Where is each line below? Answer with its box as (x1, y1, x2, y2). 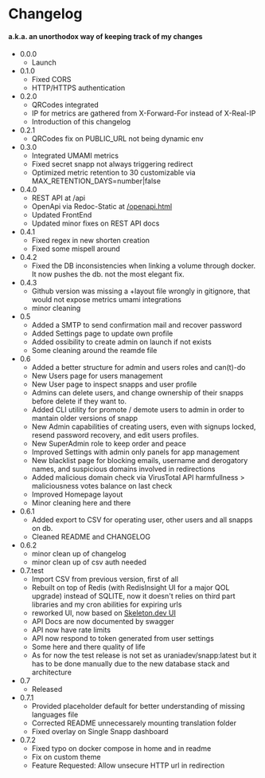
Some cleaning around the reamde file (31, 346, 158, 356)
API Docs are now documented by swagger (31, 617, 174, 627)
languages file (31, 710, 79, 720)
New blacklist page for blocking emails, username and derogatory (31, 456, 248, 466)
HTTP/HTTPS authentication (31, 83, 126, 92)
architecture (31, 667, 72, 678)
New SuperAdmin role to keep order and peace (31, 439, 187, 449)
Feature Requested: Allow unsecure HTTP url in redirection (31, 760, 225, 770)
